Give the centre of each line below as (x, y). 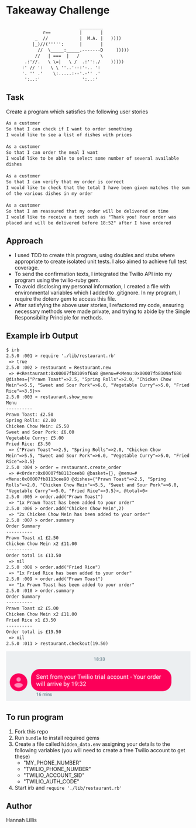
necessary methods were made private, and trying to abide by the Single (102, 311)
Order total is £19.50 (34, 632)
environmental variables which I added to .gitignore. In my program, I (97, 292)
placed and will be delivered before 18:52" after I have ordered (89, 223)
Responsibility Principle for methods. (59, 317)
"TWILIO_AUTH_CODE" (51, 781)
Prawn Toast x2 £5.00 (32, 608)
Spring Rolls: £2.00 (31, 420)
